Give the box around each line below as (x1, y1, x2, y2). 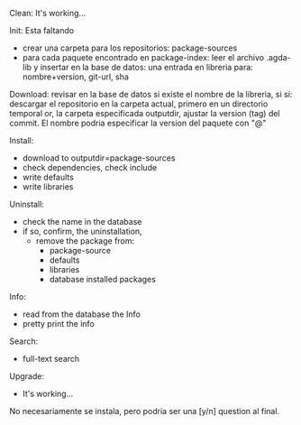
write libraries (22, 181, 74, 192)
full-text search (22, 354, 80, 364)
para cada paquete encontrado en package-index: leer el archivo (22, 52, 264, 62)
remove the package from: (35, 236, 135, 246)
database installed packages (49, 274, 156, 284)
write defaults (22, 171, 74, 182)
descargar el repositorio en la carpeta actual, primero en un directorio (9, 98, 269, 109)
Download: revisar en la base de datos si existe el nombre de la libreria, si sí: (9, 89, 293, 99)
